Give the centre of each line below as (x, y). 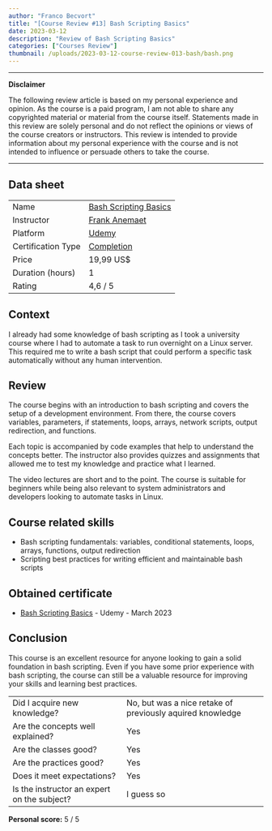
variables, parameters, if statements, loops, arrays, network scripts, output (133, 422)
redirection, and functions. (53, 431)
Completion (110, 246)
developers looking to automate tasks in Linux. (86, 497)
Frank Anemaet (118, 220)
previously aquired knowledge (184, 713)
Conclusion (38, 638)
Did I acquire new (46, 703)
